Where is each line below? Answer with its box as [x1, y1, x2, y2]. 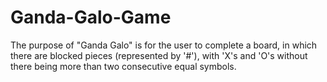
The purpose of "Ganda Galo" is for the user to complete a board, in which [10, 39, 318, 51]
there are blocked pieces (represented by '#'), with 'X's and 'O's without [10, 49, 308, 61]
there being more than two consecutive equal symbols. [10, 60, 237, 72]
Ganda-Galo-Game [10, 6, 172, 29]
